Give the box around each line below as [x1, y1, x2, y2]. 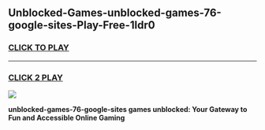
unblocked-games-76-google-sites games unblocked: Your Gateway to [8, 104, 248, 113]
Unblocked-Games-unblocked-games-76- [8, 6, 222, 20]
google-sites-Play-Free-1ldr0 [8, 19, 155, 32]
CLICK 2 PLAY [8, 72, 63, 83]
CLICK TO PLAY [8, 43, 69, 54]
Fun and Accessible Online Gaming [8, 113, 125, 122]
